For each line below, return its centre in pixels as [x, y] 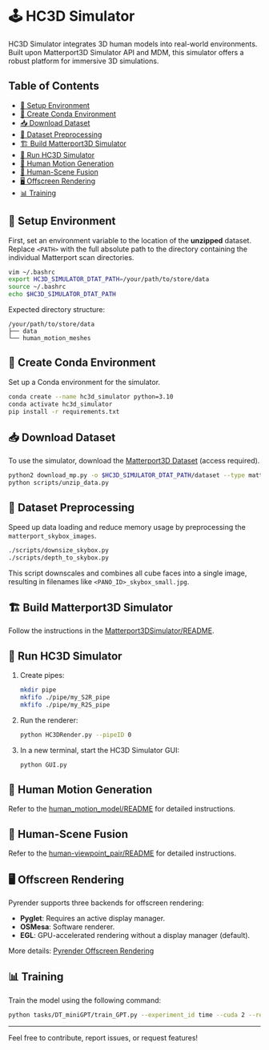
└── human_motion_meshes [50, 339]
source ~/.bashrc [37, 287]
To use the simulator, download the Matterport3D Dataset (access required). [134, 461]
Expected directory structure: [57, 310]
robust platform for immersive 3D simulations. [84, 61]
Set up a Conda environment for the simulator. [84, 382]
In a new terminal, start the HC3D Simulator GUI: [100, 750]
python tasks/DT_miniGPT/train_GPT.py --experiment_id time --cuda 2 [127, 1015]
